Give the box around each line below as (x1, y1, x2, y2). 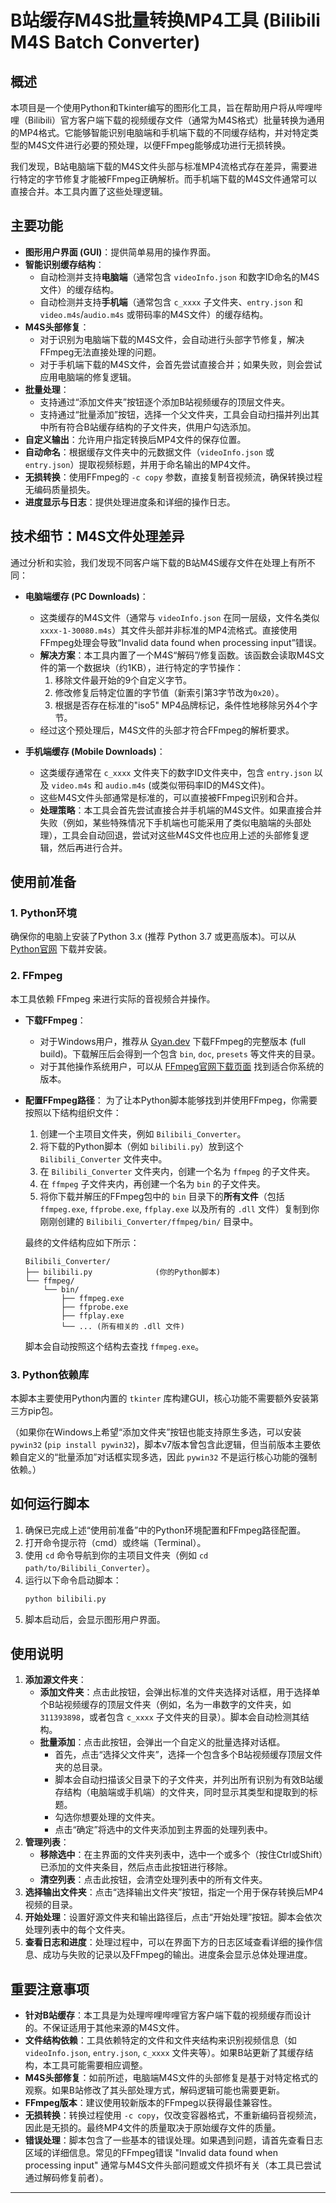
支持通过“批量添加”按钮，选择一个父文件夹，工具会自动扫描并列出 (39, 408, 311, 420)
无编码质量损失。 (24, 483, 96, 495)
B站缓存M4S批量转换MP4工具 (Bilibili (10, 9, 321, 32)
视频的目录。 (24, 1899, 78, 1911)
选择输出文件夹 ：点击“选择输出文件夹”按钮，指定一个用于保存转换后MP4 (24, 1886, 324, 1898)
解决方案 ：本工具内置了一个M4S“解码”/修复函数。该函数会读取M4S (39, 649, 317, 661)
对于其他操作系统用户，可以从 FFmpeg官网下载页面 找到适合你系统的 (39, 1060, 325, 1072)
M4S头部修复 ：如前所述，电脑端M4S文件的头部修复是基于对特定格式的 (24, 2072, 319, 2084)
